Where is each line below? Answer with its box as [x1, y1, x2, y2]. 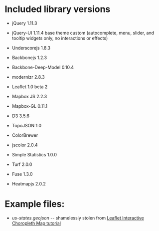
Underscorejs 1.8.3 [11, 45, 51, 51]
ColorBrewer [11, 132, 38, 138]
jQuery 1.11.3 [11, 20, 37, 26]
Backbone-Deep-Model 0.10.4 [11, 64, 74, 70]
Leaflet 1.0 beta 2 [11, 84, 48, 90]
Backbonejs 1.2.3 [11, 54, 47, 61]
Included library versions [4, 4, 111, 15]
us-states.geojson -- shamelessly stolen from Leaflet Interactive [11, 214, 144, 221]
